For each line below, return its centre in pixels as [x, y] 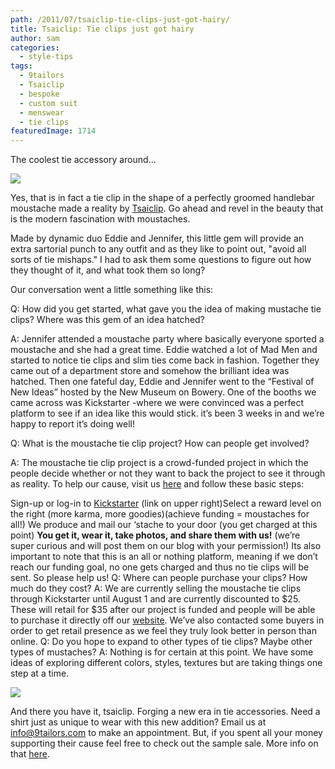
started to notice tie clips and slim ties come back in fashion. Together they [165, 360]
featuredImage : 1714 [53, 131]
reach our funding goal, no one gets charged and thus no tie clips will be [160, 567]
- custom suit [48, 103]
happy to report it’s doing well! [72, 424]
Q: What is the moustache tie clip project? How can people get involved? [160, 443]
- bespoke [39, 94]
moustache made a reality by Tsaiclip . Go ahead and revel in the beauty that [167, 208]
